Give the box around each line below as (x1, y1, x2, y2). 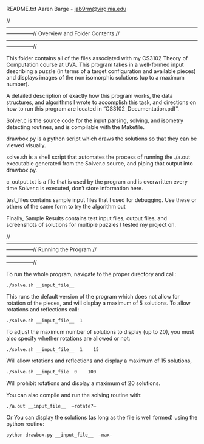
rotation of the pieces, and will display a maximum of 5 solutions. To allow (6, 299, 191, 307)
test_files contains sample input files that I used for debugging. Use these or (6, 196, 197, 203)
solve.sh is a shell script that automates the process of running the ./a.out (6, 153, 191, 161)
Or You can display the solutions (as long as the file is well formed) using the (6, 414, 198, 421)
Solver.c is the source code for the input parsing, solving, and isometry (6, 117, 184, 124)
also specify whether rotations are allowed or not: (6, 335, 131, 342)
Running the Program (38, 246, 92, 253)
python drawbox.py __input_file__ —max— (6, 432, 113, 438)
